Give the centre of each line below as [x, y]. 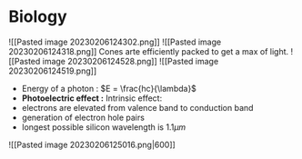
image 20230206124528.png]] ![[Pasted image [131, 61]
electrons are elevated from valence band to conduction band [137, 107]
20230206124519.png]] [53, 71]
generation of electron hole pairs [83, 117]
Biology [38, 17]
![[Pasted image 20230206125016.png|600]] [92, 144]
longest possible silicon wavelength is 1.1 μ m [104, 127]
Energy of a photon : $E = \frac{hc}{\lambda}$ [109, 88]
